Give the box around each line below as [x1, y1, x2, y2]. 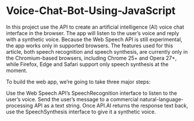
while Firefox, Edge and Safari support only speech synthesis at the [6, 60, 169, 68]
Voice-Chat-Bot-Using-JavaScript [6, 4, 176, 18]
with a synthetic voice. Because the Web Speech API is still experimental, [6, 36, 183, 43]
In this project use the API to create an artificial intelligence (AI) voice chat [6, 23, 185, 30]
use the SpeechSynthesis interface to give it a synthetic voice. [6, 108, 156, 115]
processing [6, 102, 33, 109]
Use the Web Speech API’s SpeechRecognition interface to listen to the [6, 89, 177, 96]
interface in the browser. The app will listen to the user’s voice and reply [6, 29, 179, 36]
